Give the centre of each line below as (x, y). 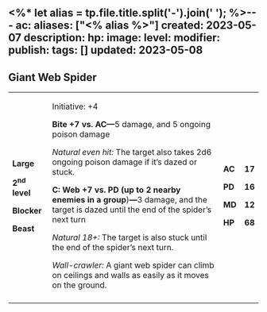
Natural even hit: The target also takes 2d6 (132, 152)
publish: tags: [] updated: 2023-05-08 (106, 50)
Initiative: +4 (75, 106)
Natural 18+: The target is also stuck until (130, 237)
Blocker (27, 210)
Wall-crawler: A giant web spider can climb (133, 265)
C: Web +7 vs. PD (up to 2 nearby (116, 190)
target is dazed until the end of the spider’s (132, 210)
